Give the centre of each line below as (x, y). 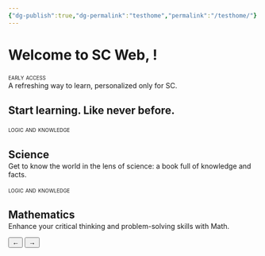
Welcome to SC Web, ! (83, 54)
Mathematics (42, 215)
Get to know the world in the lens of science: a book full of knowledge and (130, 166)
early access (27, 77)
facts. (17, 174)
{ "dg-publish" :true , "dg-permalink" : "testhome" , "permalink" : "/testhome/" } (133, 16)
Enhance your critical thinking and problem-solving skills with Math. (119, 227)
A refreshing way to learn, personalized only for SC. (93, 85)
